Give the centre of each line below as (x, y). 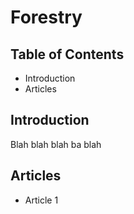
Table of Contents (67, 54)
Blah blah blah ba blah (56, 144)
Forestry (46, 17)
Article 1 (41, 200)
